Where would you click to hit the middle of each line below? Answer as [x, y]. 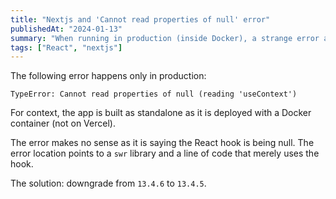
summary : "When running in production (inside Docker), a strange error [165, 38]
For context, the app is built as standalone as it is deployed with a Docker [161, 113]
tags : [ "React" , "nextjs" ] [66, 47]
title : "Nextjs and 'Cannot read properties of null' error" [140, 19]
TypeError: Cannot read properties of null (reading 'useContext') [154, 94]
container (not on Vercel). [63, 123]
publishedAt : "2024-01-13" [66, 29]
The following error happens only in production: [108, 76]
